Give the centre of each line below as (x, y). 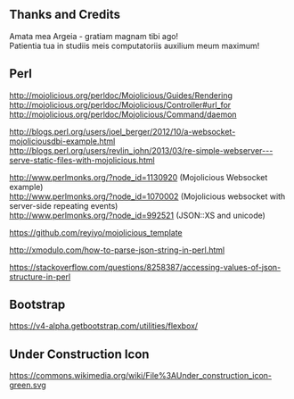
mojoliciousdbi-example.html (62, 141)
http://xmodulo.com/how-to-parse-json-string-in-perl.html (117, 250)
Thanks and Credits (65, 15)
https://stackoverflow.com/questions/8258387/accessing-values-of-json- (145, 267)
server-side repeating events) (64, 205)
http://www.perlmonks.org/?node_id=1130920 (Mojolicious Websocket (139, 177)
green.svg (28, 385)
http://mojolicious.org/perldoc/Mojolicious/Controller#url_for (120, 104)
